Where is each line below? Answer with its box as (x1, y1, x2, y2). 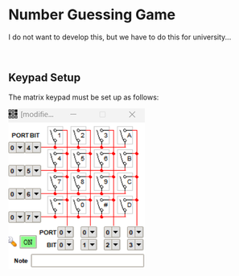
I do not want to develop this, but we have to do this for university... (8, 32, 232, 42)
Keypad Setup (8, 71, 81, 85)
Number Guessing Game (8, 6, 176, 24)
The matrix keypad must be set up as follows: (8, 92, 159, 102)
